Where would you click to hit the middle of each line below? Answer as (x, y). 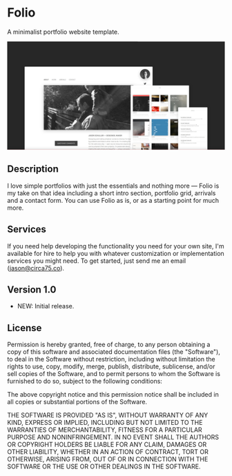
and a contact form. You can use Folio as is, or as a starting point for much (113, 200)
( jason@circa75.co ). (36, 268)
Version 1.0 (32, 289)
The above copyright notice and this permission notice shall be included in (113, 395)
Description (33, 169)
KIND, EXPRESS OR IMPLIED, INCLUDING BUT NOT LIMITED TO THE (105, 423)
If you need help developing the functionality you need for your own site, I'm (116, 246)
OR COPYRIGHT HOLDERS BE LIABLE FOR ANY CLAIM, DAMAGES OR (107, 445)
